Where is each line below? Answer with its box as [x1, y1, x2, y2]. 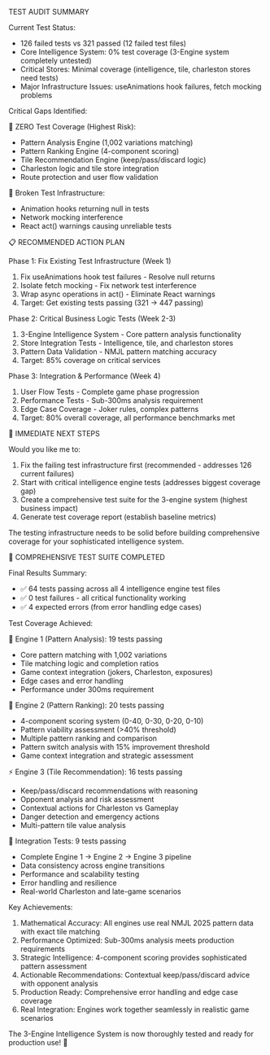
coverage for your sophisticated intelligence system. [8, 536, 185, 546]
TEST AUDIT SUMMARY [8, 7, 89, 16]
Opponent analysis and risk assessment [20, 795, 155, 804]
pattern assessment [20, 961, 88, 971]
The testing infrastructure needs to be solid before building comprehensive [8, 528, 260, 537]
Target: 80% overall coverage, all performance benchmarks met [20, 413, 236, 422]
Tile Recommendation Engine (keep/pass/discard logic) [20, 155, 207, 164]
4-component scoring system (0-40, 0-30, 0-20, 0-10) [20, 716, 204, 725]
